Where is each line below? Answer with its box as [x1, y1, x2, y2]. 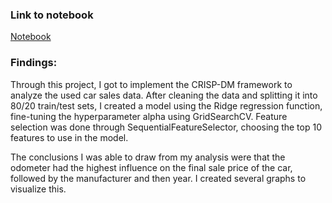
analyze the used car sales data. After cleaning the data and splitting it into [10, 89, 318, 101]
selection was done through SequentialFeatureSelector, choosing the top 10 [10, 121, 322, 133]
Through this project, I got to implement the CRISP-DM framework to [10, 78, 293, 90]
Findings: [10, 56, 58, 70]
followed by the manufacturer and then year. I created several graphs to [10, 172, 307, 184]
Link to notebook [10, 8, 94, 22]
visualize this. [10, 183, 67, 195]
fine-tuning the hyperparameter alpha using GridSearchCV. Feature [10, 110, 288, 122]
